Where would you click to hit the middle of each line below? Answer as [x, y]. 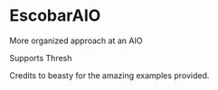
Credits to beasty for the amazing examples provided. [109, 75]
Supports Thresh [41, 58]
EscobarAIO [55, 16]
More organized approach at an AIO [76, 40]
